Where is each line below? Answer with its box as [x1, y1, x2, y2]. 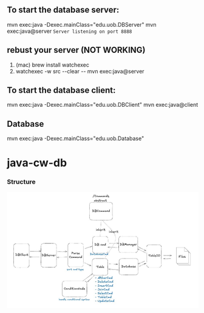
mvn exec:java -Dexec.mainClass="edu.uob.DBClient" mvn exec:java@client [7, 101, 199, 109]
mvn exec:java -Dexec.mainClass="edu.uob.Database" [7, 135, 144, 142]
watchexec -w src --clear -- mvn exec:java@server [15, 67, 144, 75]
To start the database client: [7, 85, 116, 96]
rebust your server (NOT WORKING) [7, 45, 146, 55]
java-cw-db [7, 156, 67, 170]
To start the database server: [7, 5, 120, 15]
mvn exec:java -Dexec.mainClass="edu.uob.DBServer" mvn [7, 21, 157, 28]
